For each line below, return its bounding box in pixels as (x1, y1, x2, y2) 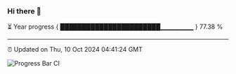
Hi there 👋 (7, 6, 42, 16)
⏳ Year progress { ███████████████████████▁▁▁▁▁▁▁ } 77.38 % (7, 22, 223, 31)
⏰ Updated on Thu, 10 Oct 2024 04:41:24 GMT (7, 45, 143, 54)
